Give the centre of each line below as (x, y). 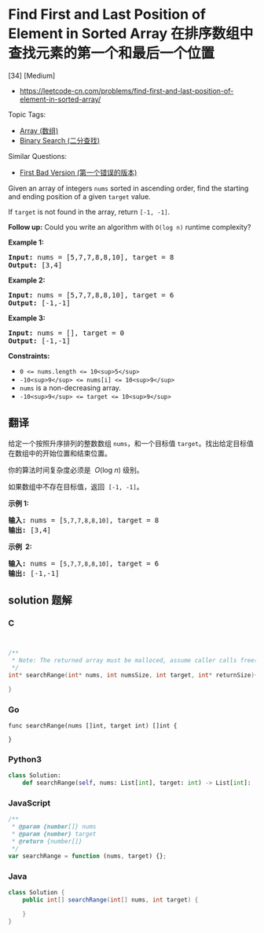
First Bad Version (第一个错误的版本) (78, 172)
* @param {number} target (54, 834)
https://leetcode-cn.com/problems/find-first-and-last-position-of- (126, 90)
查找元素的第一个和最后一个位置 (112, 53)
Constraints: (29, 356)
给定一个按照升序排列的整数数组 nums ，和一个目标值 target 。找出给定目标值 (131, 443)
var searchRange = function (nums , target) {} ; (88, 856)
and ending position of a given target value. (79, 196)
